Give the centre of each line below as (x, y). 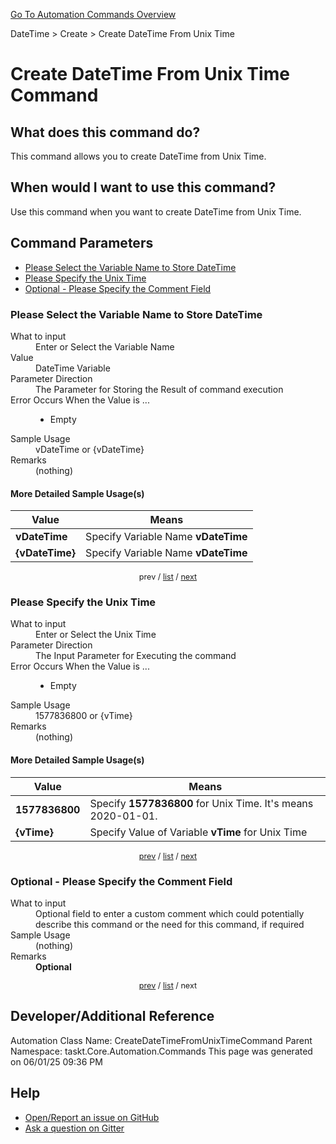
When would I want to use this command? (143, 187)
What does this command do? (105, 132)
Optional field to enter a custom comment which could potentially (170, 913)
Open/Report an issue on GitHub (92, 1117)
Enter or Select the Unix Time (96, 635)
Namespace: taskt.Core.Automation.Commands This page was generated (161, 1051)
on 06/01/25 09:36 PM (56, 1061)
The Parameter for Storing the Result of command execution (159, 389)
